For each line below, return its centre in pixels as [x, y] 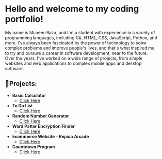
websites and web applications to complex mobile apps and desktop [73, 63]
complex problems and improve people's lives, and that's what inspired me [80, 48]
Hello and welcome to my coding [72, 9]
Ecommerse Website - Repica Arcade [50, 136]
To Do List [22, 105]
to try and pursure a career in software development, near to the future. [76, 53]
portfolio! [24, 19]
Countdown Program [33, 146]
